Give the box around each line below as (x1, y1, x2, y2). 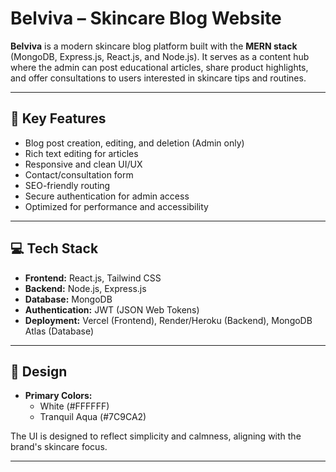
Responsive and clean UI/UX (24, 158, 143, 170)
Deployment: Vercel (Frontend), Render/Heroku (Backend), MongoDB (24, 314, 313, 326)
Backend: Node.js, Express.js (24, 282, 147, 294)
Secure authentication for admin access (24, 190, 190, 202)
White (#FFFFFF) (39, 400, 110, 412)
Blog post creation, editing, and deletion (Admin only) (24, 137, 245, 149)
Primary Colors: (24, 390, 93, 402)
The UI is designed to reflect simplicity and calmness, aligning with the (10, 430, 302, 442)
